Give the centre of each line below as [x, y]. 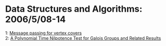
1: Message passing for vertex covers [44, 33]
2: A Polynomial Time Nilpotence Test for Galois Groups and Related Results [83, 38]
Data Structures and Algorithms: [74, 9]
